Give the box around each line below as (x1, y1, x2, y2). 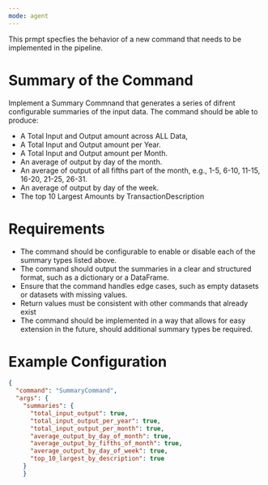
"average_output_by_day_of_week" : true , (29, 447, 168, 455)
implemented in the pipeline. (8, 42, 104, 53)
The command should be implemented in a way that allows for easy (19, 315, 246, 325)
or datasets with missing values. (19, 290, 128, 299)
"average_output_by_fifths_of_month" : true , (29, 440, 183, 448)
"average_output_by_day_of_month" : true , (29, 431, 172, 440)
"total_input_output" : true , (29, 409, 129, 418)
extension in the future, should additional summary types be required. (19, 324, 253, 333)
